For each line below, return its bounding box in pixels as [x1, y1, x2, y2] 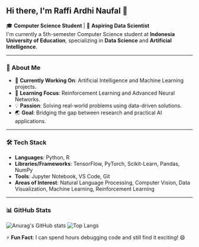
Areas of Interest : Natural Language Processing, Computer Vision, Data [14, 179, 191, 187]
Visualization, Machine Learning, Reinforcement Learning [14, 185, 155, 193]
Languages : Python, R [14, 154, 70, 161]
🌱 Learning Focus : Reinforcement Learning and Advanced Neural [14, 89, 175, 97]
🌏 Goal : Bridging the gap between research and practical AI [14, 109, 162, 116]
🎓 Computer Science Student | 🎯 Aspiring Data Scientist [6, 22, 150, 29]
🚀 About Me [6, 63, 41, 72]
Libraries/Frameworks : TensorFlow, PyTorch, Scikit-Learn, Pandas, [14, 161, 180, 168]
